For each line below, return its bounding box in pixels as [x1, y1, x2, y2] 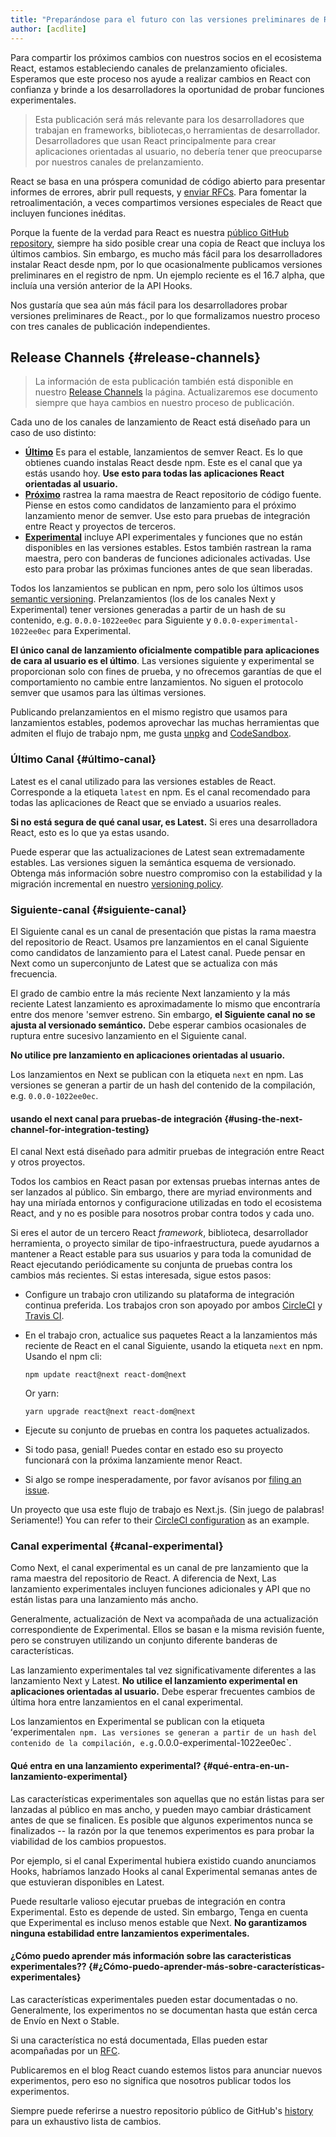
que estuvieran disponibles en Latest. [10, 1876, 165, 1888]
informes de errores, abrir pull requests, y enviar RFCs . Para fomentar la [10, 186, 307, 198]
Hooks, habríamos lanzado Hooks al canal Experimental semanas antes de [10, 1865, 318, 1877]
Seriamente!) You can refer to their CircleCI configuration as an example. [10, 1514, 310, 1526]
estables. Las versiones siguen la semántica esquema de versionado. [10, 856, 297, 868]
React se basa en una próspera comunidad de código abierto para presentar [10, 175, 326, 187]
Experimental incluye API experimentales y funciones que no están [24, 531, 303, 543]
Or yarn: [24, 1387, 60, 1400]
